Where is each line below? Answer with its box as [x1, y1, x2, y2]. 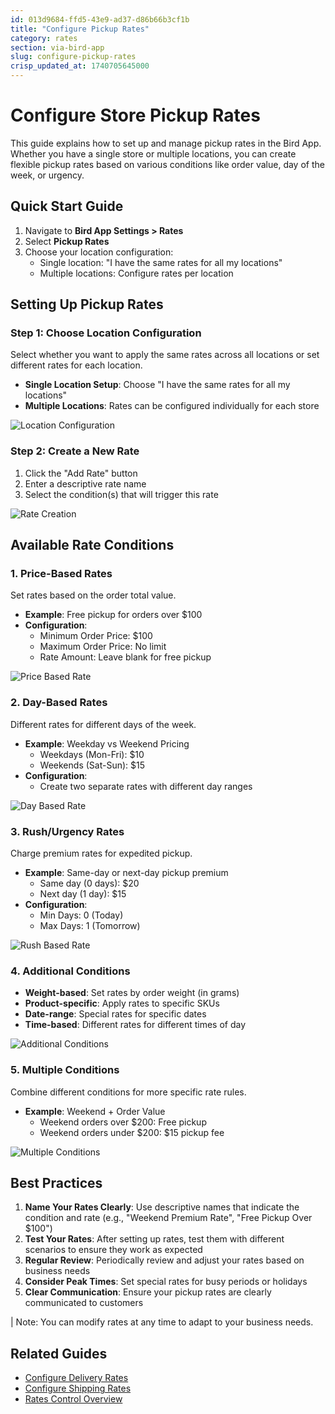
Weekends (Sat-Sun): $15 [39, 759, 145, 771]
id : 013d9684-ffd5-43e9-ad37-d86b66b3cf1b [10, 14, 190, 25]
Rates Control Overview [24, 1393, 123, 1405]
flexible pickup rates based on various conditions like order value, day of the [10, 158, 325, 170]
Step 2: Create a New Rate [10, 444, 140, 458]
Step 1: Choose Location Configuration [10, 326, 202, 340]
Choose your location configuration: [24, 246, 174, 258]
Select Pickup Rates [24, 235, 110, 247]
